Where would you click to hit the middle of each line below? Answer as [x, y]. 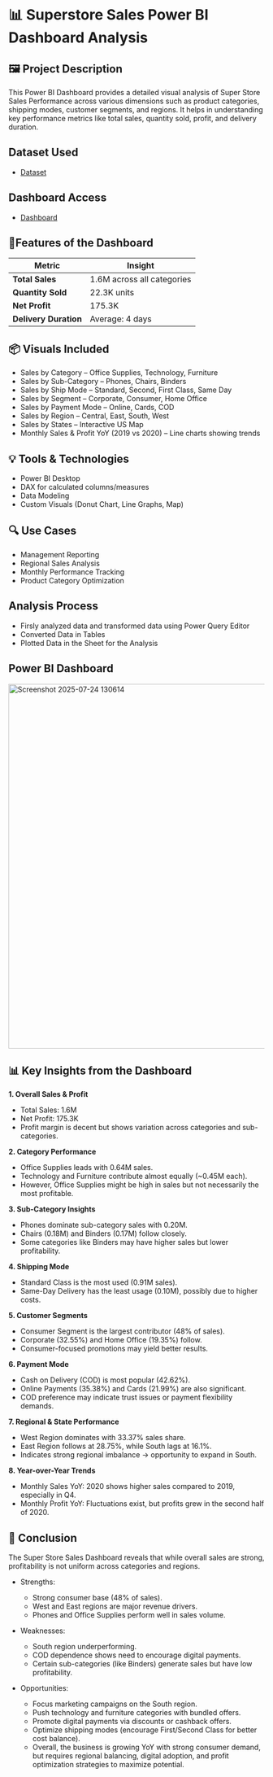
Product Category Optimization [72, 580]
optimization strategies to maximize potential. [108, 1765]
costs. [30, 1300]
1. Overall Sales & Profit [48, 1094]
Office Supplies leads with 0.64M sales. [87, 1168]
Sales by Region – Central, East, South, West [94, 416]
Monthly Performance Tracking [72, 572]
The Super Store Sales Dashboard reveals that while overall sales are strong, [136, 1557]
